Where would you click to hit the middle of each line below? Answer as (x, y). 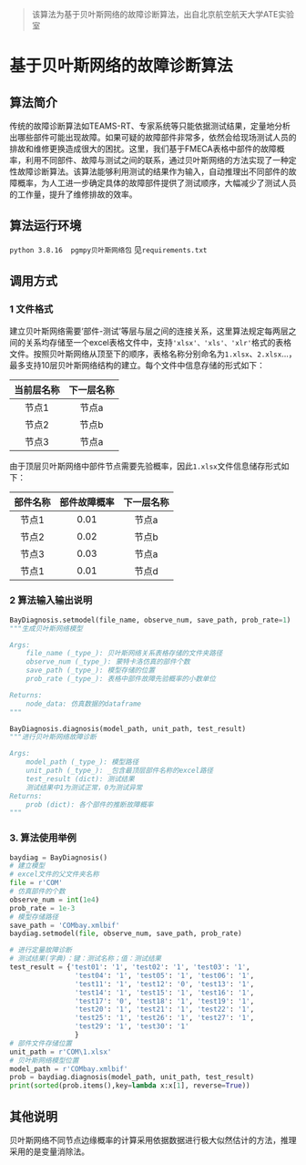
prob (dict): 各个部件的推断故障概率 (90, 804)
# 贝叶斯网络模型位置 (44, 1060)
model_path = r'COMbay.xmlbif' (69, 1069)
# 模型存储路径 (34, 917)
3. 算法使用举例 (43, 838)
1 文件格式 (31, 309)
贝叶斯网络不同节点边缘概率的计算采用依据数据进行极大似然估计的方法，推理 (153, 1140)
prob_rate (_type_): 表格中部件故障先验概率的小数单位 (121, 679)
